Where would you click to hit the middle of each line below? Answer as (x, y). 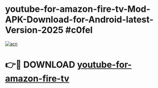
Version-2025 (34, 30)
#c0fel (79, 30)
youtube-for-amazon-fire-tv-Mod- (78, 9)
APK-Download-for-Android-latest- (79, 20)
